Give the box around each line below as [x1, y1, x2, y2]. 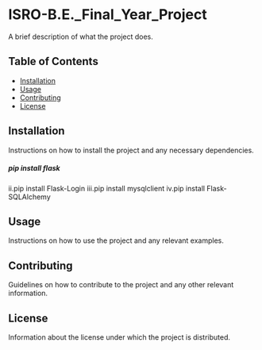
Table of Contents [8, 55, 99, 68]
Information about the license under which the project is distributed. [8, 332, 231, 342]
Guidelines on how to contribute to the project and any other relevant [8, 280, 234, 290]
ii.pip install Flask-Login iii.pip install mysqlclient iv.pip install [8, 183, 205, 193]
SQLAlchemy [8, 192, 52, 202]
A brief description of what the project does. [8, 32, 153, 41]
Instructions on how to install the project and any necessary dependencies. [8, 145, 254, 155]
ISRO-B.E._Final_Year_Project [8, 6, 208, 24]
